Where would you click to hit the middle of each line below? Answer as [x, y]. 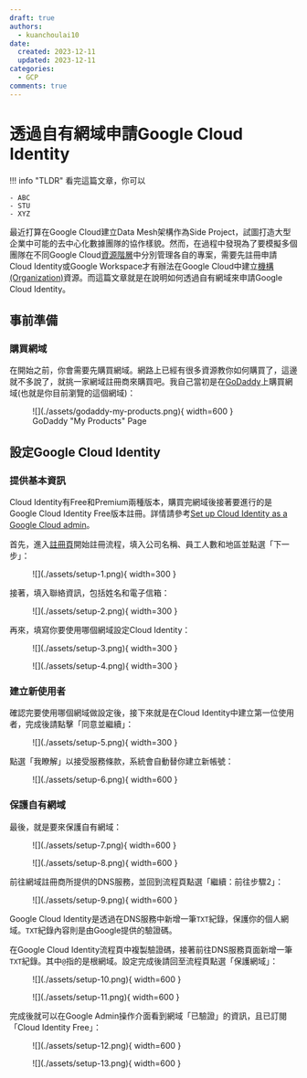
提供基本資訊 [38, 481]
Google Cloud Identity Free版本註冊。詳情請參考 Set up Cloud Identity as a [148, 513]
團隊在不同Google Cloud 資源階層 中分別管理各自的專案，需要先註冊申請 [143, 254]
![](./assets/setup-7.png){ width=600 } [104, 845]
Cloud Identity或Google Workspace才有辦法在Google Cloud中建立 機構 [142, 266]
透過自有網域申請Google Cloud [127, 134]
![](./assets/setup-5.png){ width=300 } [105, 743]
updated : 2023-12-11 [57, 60]
